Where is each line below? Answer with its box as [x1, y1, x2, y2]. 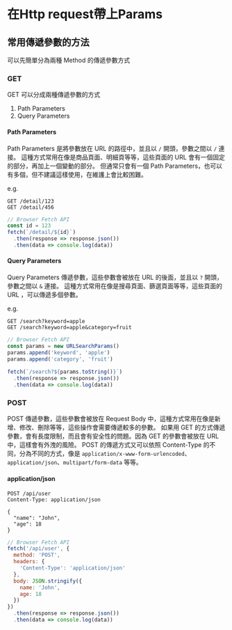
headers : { [13, 558, 45, 565]
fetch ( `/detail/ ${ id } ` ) [7, 229, 76, 236]
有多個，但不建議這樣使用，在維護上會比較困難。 [7, 170, 147, 178]
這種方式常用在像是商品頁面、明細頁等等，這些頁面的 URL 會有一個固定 [20, 152, 226, 161]
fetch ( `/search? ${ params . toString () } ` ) [7, 368, 123, 376]
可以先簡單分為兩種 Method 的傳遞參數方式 [7, 56, 131, 64]
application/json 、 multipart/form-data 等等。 [7, 458, 142, 466]
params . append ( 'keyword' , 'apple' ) [7, 349, 110, 356]
